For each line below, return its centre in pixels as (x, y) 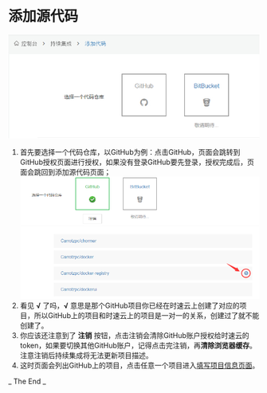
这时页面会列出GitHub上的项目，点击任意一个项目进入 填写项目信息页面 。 (139, 365)
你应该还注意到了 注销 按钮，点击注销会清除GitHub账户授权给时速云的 (134, 336)
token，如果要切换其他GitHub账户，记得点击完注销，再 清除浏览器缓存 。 (138, 346)
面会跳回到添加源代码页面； (65, 172)
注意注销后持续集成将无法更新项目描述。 (86, 356)
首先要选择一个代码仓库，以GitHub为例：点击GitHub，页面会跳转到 (130, 152)
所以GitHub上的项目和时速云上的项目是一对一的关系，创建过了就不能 (147, 316)
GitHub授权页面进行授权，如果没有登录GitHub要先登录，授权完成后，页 (137, 162)
